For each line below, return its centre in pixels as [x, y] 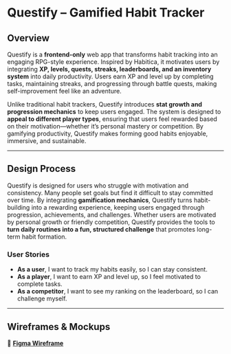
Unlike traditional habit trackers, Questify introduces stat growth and [105, 104]
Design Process [42, 169]
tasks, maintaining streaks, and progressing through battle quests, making [112, 84]
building [19, 207]
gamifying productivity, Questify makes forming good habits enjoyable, [108, 133]
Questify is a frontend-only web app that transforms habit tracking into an [112, 54]
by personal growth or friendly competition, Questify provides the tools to [111, 222]
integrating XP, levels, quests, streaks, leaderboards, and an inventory [109, 69]
